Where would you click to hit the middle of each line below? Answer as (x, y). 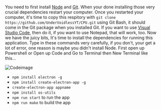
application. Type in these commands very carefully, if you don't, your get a (80, 43)
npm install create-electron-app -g (49, 82)
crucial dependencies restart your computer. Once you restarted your (74, 12)
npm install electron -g (37, 77)
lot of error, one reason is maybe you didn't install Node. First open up (75, 48)
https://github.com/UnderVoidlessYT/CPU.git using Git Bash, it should (75, 22)
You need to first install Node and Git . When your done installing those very (80, 7)
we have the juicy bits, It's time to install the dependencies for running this (79, 38)
